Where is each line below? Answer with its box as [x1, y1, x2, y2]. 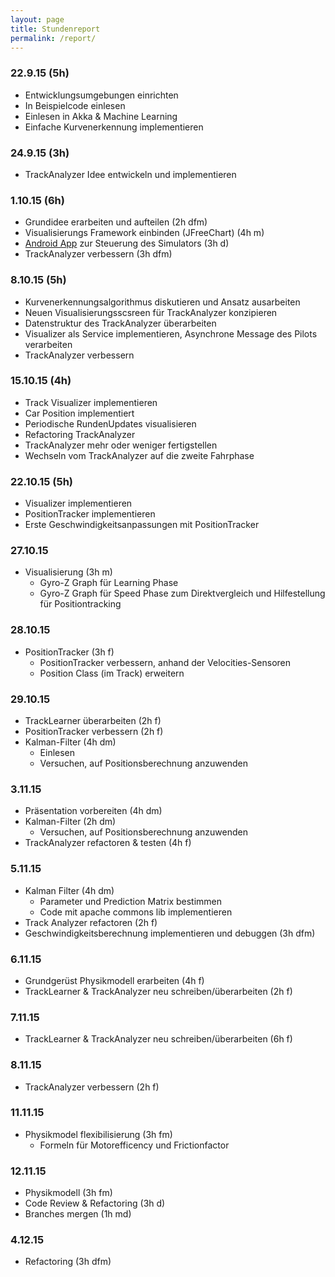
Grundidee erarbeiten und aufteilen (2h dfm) [24, 216, 208, 228]
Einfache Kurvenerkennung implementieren [24, 121, 204, 133]
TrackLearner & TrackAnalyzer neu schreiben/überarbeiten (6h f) [24, 1033, 293, 1045]
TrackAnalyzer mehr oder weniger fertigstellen [24, 439, 218, 451]
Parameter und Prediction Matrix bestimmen [39, 895, 223, 907]
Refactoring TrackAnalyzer [24, 428, 136, 440]
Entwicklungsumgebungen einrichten [24, 89, 179, 101]
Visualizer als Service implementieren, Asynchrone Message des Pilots [24, 327, 318, 340]
